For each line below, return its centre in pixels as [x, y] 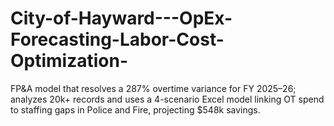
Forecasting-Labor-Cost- [117, 39]
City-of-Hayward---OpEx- [121, 18]
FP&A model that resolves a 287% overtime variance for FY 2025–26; [153, 88]
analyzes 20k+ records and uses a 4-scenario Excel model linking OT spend [167, 99]
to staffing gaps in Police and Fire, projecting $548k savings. [135, 109]
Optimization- [69, 61]
